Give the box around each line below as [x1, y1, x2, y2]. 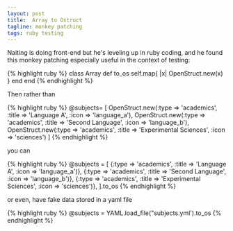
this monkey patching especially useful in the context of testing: [7, 56, 191, 65]
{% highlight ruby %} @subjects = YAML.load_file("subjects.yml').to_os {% [7, 209, 222, 217]
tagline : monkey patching [7, 23, 82, 30]
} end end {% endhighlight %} [7, 77, 93, 85]
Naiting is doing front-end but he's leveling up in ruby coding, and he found [7, 49, 223, 57]
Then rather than [7, 90, 56, 99]
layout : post [7, 10, 45, 17]
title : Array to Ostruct [7, 17, 82, 24]
